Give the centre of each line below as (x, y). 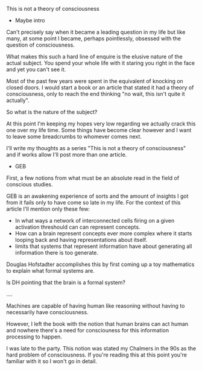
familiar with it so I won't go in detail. (52, 361)
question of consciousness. (41, 45)
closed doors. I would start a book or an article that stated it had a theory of (100, 87)
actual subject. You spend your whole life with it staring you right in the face (100, 63)
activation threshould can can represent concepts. (77, 227)
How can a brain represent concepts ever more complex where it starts (103, 233)
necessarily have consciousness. (47, 312)
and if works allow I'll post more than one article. (67, 154)
